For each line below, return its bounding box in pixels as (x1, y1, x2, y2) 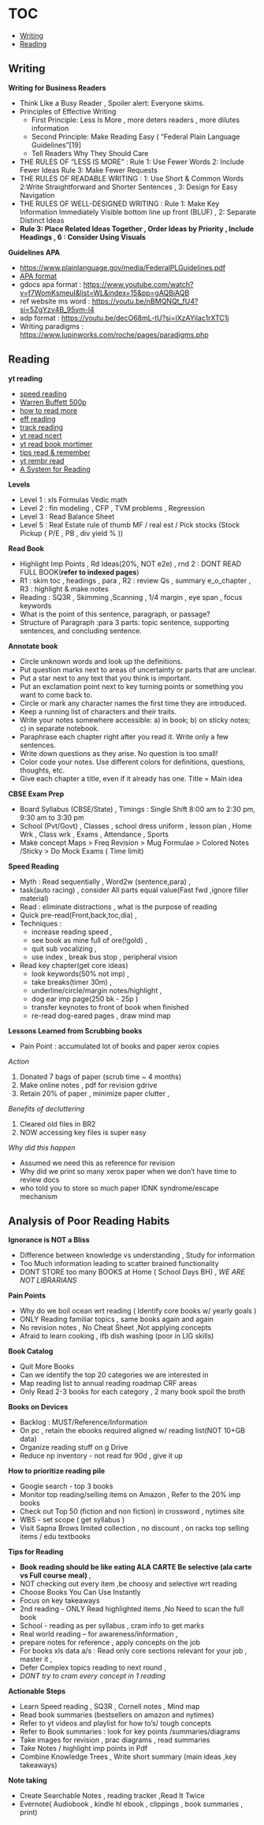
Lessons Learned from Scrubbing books (8, 1026, 143, 1035)
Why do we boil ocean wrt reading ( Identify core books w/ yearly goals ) (19, 1306, 257, 1316)
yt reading (8, 374, 43, 383)
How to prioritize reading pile (8, 1466, 106, 1476)
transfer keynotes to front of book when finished (31, 1002, 189, 1011)
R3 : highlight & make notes (19, 584, 109, 594)
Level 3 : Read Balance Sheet (19, 512, 115, 521)
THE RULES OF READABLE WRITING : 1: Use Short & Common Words (19, 173, 244, 183)
